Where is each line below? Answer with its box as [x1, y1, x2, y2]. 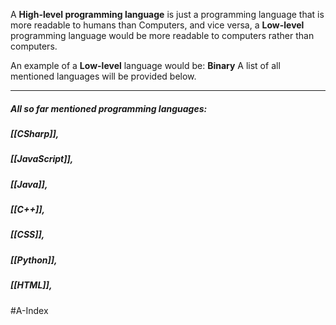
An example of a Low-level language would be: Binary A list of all [10, 60, 281, 71]
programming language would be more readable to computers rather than [10, 30, 315, 41]
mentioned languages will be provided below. [10, 70, 197, 82]
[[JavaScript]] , [10, 153, 74, 165]
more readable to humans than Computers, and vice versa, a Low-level [10, 19, 305, 31]
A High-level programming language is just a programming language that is [10, 9, 325, 20]
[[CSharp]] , [10, 127, 60, 139]
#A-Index [10, 304, 49, 316]
